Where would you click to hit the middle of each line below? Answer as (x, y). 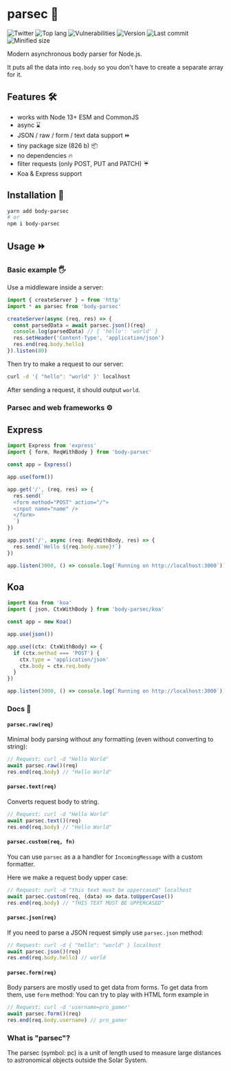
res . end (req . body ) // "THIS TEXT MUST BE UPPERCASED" (86, 903)
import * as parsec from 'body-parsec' (64, 306)
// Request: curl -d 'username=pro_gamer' (69, 1008)
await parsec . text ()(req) (44, 820)
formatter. (21, 864)
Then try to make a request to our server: (65, 364)
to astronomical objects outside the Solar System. (77, 1060)
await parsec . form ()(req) (44, 1014)
